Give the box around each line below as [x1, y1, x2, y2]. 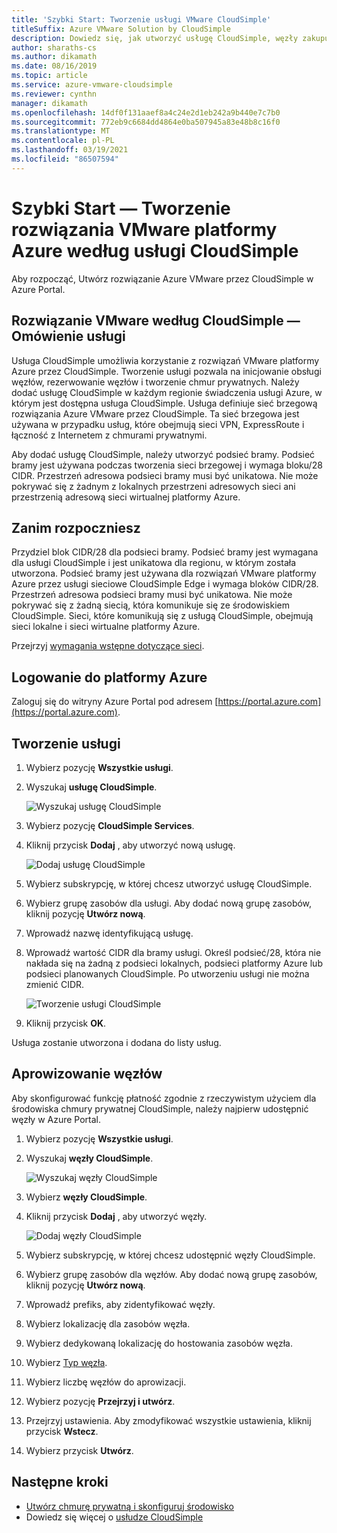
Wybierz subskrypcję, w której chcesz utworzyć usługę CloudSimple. [25, 877, 313, 890]
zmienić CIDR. [25, 978, 85, 990]
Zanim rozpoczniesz [11, 519, 141, 536]
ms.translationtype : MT [11, 126, 111, 136]
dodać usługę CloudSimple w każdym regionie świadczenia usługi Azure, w [11, 386, 323, 398]
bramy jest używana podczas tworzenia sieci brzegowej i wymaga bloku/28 [11, 459, 323, 471]
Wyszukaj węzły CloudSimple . [25, 1152, 154, 1164]
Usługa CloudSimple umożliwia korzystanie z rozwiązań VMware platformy [11, 354, 320, 366]
